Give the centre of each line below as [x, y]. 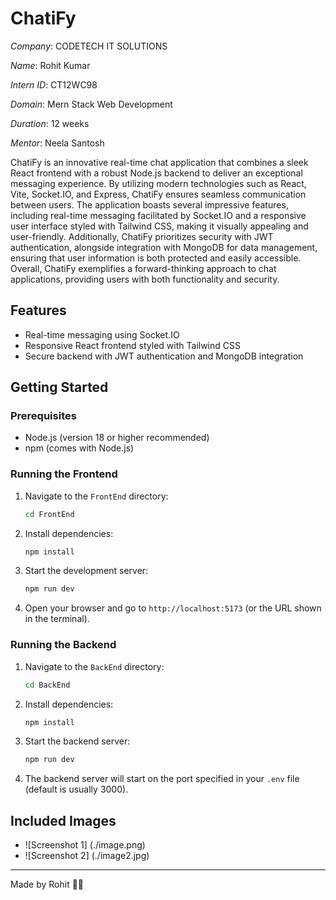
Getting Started [59, 387]
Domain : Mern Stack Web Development [91, 104]
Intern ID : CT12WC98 [54, 84]
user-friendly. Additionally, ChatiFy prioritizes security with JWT [142, 236]
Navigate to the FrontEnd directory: [96, 496]
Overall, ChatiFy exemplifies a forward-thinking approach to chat [143, 268]
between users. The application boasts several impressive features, [149, 204]
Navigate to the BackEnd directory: [94, 666]
